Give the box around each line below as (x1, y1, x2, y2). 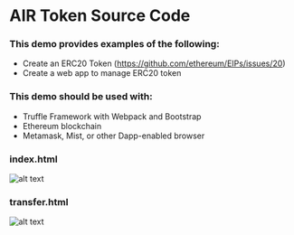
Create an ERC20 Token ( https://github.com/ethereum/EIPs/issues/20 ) (22, 58, 286, 69)
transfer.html (9, 196, 69, 208)
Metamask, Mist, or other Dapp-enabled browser (22, 130, 205, 141)
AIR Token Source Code (9, 5, 191, 26)
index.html (9, 153, 58, 165)
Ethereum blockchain (22, 120, 102, 131)
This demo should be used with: (9, 90, 153, 103)
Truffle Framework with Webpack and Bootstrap (22, 110, 202, 122)
